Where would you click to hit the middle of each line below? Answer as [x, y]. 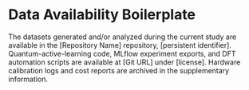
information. [28, 79]
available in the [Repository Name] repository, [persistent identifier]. [120, 45]
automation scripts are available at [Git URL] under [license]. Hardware [125, 62]
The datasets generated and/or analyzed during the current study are [123, 37]
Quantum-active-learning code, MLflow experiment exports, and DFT [123, 53]
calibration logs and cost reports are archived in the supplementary [119, 70]
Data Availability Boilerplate [102, 15]
